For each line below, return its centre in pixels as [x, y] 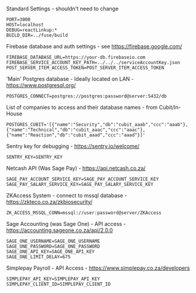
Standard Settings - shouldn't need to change [62, 9]
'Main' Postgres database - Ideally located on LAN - [70, 79]
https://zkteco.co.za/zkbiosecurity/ [49, 202]
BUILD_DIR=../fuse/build [37, 35]
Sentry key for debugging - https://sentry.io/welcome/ [73, 146]
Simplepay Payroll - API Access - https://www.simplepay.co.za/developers [98, 268]
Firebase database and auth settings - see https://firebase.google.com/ [94, 46]
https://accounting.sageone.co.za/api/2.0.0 [60, 230]
